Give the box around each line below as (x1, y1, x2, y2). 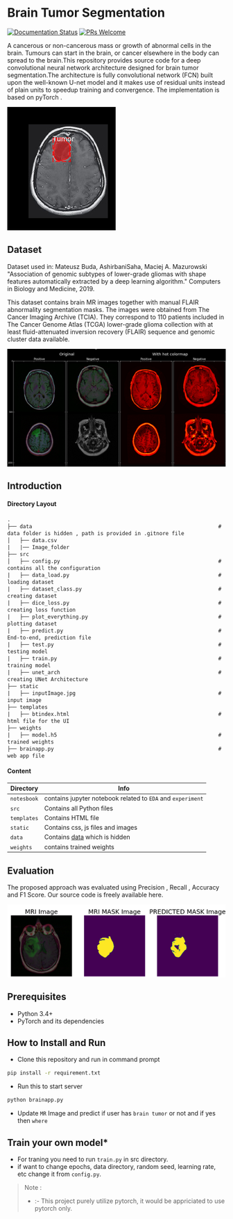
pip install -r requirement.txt (7, 1070, 101, 1077)
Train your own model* (7, 1136, 109, 1148)
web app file (7, 752, 45, 759)
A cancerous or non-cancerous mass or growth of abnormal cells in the (7, 41, 212, 49)
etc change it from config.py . (17, 1170, 102, 1178)
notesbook (10, 796, 39, 803)
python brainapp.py (7, 1097, 64, 1104)
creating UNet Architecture (7, 676, 89, 682)
